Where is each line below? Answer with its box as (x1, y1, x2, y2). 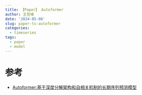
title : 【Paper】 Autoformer (5, 7, 64, 12)
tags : (5, 35, 16, 40)
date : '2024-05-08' (5, 16, 46, 21)
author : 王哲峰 (5, 12, 34, 17)
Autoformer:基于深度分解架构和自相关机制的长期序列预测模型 (12, 84, 137, 90)
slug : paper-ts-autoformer (5, 21, 61, 26)
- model (9, 44, 26, 49)
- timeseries (9, 30, 37, 35)
